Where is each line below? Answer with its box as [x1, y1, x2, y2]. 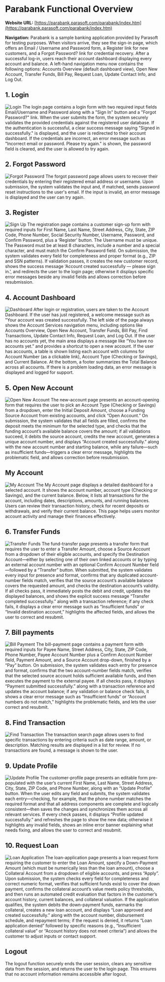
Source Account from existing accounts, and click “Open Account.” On [5, 413, 148, 418]
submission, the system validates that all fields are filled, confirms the [5, 418, 146, 424]
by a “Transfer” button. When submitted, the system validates [27, 567, 153, 573]
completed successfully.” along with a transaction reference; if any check [5, 598, 154, 604]
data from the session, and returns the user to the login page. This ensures [5, 966, 157, 972]
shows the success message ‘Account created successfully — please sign [5, 263, 156, 269]
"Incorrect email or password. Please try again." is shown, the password [5, 141, 151, 146]
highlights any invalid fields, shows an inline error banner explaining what [5, 822, 153, 828]
